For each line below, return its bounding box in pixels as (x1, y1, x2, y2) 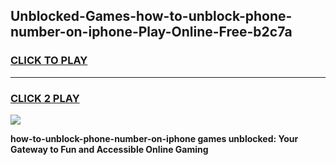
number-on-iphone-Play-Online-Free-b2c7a (10, 24, 293, 41)
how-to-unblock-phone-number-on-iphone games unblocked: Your (10, 132, 299, 144)
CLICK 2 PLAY (10, 91, 80, 105)
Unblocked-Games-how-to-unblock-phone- (10, 8, 293, 25)
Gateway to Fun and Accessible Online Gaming (10, 143, 209, 155)
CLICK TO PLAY (10, 54, 88, 68)
